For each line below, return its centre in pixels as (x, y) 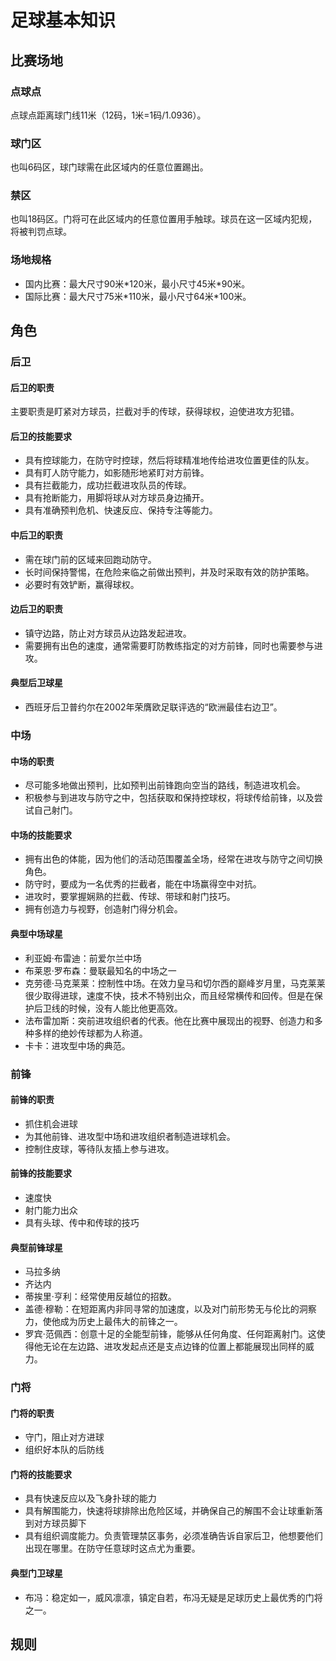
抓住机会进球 (51, 1123)
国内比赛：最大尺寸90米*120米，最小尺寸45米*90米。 (137, 283)
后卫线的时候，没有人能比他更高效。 (108, 1008)
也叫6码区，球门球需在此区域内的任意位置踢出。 (109, 167)
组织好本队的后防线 (64, 1450)
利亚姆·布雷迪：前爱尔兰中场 (83, 958)
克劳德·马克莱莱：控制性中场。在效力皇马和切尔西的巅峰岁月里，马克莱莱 (175, 983)
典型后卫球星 (36, 683)
